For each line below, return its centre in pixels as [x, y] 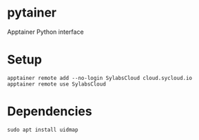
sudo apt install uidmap [43, 130]
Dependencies [50, 111]
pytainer [32, 13]
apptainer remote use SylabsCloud [57, 84]
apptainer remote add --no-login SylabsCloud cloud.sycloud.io [100, 78]
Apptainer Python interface [45, 32]
